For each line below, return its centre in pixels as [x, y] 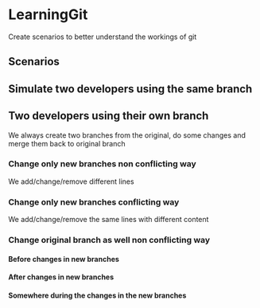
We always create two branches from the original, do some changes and [127, 135]
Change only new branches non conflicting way [102, 164]
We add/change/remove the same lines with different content [109, 220]
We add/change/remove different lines [71, 181]
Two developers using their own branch [109, 116]
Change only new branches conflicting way [94, 202]
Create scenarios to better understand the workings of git [103, 37]
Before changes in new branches [64, 259]
